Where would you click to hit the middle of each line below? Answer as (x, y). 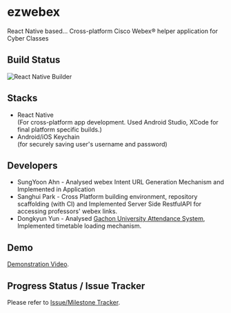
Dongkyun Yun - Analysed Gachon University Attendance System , (111, 219)
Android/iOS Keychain (48, 137)
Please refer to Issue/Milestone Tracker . (64, 302)
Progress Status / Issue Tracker (76, 286)
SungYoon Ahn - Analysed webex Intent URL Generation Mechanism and (120, 182)
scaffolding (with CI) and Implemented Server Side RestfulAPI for (109, 204)
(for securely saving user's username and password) (92, 144)
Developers (32, 165)
